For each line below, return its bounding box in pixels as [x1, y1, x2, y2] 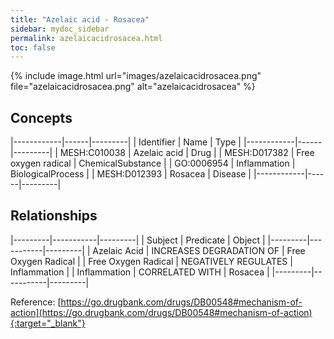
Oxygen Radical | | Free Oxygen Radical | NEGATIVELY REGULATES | [10, 255, 293, 267]
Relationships [10, 207, 98, 225]
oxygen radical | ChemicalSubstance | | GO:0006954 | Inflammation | [10, 157, 296, 170]
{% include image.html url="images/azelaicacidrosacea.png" [10, 70, 262, 82]
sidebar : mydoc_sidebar [10, 24, 110, 34]
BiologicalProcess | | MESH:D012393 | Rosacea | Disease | [10, 168, 252, 180]
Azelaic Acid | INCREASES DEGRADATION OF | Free [92, 244, 306, 256]
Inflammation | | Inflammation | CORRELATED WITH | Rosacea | [10, 266, 270, 278]
